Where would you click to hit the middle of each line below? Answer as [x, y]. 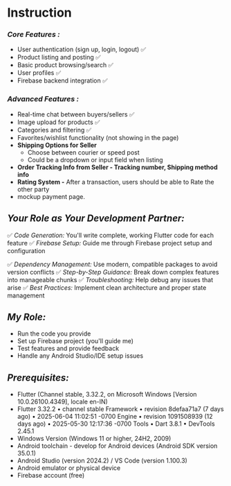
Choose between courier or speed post [83, 152]
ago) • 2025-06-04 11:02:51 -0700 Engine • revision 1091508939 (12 [115, 417]
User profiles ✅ [39, 73]
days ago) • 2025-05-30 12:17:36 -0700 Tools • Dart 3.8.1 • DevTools [116, 424]
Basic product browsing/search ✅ [65, 65]
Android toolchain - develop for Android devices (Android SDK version [117, 446]
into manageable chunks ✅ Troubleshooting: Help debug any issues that [110, 279]
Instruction [39, 13]
